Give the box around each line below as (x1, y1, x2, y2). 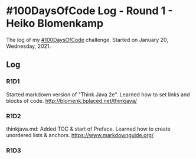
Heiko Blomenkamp (6, 17, 104, 30)
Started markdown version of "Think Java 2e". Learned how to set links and (6, 90, 190, 98)
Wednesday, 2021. (6, 43, 51, 50)
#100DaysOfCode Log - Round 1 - (6, 4, 173, 18)
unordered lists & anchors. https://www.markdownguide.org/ (6, 131, 154, 138)
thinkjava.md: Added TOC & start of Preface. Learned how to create (6, 125, 171, 132)
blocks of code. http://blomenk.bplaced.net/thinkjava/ (6, 97, 138, 104)
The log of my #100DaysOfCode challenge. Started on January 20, (6, 36, 168, 43)
